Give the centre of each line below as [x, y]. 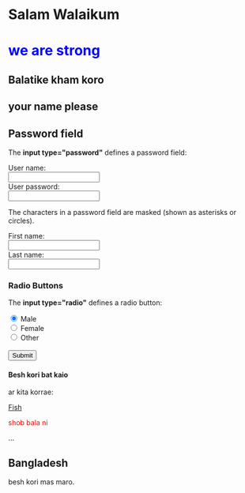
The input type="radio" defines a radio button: [85, 303]
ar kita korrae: [31, 392]
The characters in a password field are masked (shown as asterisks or [122, 212]
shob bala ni [28, 423]
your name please [53, 107]
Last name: [26, 254]
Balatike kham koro [56, 79]
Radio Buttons [36, 285]
